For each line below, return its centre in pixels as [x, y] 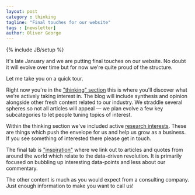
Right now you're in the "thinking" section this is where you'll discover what [97, 90]
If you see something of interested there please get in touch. [79, 138]
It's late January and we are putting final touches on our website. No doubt [96, 61]
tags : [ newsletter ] [31, 28]
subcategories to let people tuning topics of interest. [69, 115]
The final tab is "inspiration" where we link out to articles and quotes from [95, 150]
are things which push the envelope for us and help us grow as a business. [96, 133]
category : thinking [31, 17]
